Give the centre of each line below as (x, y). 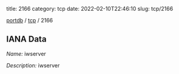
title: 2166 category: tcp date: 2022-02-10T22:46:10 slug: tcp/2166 (90, 9)
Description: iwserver (33, 65)
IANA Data (26, 39)
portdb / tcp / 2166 (30, 20)
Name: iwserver (26, 54)
